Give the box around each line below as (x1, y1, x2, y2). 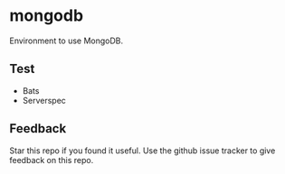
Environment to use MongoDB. (9, 35, 124, 46)
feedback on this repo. (9, 154, 94, 165)
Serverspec (22, 95, 66, 105)
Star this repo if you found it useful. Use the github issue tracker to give (9, 145, 276, 156)
